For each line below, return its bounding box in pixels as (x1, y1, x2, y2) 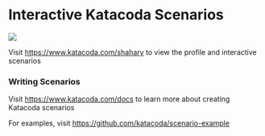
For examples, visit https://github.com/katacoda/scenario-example (8, 118, 230, 128)
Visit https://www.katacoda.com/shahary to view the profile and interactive (8, 47, 257, 57)
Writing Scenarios (8, 76, 81, 87)
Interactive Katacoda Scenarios (8, 6, 224, 24)
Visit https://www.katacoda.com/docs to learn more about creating (8, 94, 230, 104)
